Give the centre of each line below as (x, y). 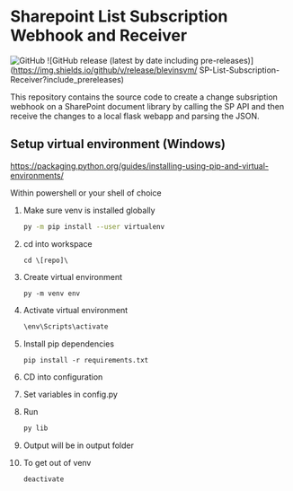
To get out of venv (57, 463)
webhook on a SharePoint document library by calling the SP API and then (147, 106)
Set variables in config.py (70, 395)
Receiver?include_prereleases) (67, 79)
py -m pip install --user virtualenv (94, 226)
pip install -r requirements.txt (86, 360)
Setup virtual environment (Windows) (118, 144)
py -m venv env (52, 294)
